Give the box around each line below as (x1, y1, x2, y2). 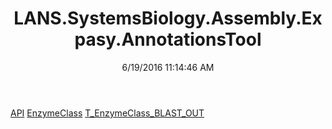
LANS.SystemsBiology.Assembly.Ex (13, 7, 323, 30)
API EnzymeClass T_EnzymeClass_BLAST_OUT (10, 107, 205, 119)
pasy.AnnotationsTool (74, 28, 262, 51)
